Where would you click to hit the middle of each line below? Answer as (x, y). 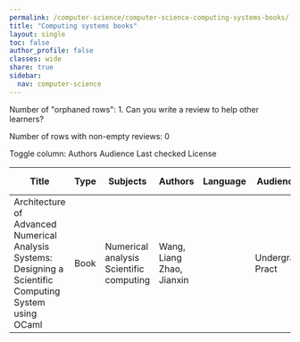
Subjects (128, 181)
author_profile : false (51, 51)
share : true (31, 68)
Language (225, 181)
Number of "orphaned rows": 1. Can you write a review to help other (134, 109)
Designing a (39, 269)
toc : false (29, 42)
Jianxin (174, 279)
